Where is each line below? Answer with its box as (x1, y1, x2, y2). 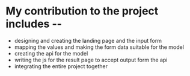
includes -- (5, 17, 63, 31)
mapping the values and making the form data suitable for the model (14, 43, 185, 51)
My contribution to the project (5, 4, 159, 18)
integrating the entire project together (14, 62, 108, 70)
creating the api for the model (14, 49, 88, 57)
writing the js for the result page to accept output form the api (14, 56, 168, 63)
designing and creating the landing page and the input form (14, 37, 162, 44)
